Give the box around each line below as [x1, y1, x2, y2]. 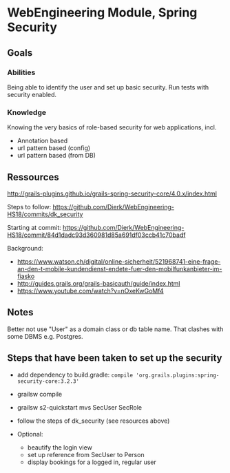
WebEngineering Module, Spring [7, 5, 198, 21]
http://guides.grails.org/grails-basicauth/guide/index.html [17, 279, 180, 287]
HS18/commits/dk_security [7, 210, 83, 218]
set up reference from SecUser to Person [27, 450, 145, 459]
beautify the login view [27, 443, 93, 452]
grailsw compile [17, 390, 63, 398]
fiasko [17, 272, 35, 280]
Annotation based [17, 136, 68, 145]
